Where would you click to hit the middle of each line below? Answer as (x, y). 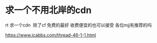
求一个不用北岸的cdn (48, 10)
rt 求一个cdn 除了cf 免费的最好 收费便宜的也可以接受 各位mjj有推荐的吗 (78, 25)
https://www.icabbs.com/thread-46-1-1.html (51, 35)
